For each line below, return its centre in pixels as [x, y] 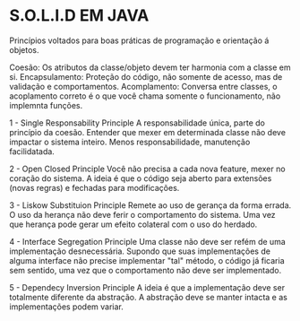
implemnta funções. [46, 105]
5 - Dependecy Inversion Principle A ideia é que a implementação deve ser [147, 287]
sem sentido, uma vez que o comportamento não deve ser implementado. [146, 270]
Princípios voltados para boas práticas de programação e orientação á [139, 40]
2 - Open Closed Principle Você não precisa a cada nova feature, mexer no [147, 169]
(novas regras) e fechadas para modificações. [94, 187]
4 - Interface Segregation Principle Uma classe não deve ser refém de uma [148, 241]
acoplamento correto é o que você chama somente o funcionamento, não [145, 96]
